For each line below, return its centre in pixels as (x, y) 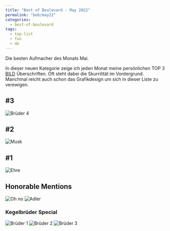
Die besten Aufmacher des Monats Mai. (47, 58)
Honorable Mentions (39, 186)
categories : (18, 20)
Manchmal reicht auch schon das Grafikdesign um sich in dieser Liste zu (82, 79)
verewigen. (17, 84)
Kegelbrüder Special (31, 212)
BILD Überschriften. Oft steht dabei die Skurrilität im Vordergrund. (75, 74)
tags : (11, 29)
